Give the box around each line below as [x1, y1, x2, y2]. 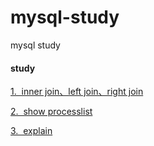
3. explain [10, 125, 53, 137]
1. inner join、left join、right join [10, 86, 144, 98]
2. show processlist [10, 106, 93, 118]
